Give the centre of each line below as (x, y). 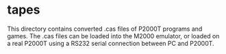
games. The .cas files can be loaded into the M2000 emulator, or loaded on (113, 36)
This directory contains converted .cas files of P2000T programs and (105, 29)
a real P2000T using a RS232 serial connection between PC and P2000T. (111, 43)
